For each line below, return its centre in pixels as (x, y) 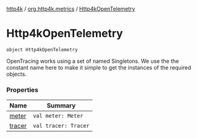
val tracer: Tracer (61, 126)
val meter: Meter (58, 116)
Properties (22, 90)
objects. (17, 74)
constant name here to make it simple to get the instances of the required (99, 67)
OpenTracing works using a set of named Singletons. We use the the (93, 61)
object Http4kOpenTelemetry (42, 49)
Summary (61, 106)
